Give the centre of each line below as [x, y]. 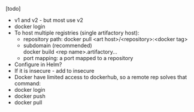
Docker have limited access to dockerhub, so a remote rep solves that [101, 77]
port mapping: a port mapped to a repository [78, 58]
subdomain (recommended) [57, 45]
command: [28, 83]
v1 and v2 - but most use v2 [48, 20]
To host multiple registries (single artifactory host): [77, 33]
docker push [30, 96]
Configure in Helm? [38, 64]
